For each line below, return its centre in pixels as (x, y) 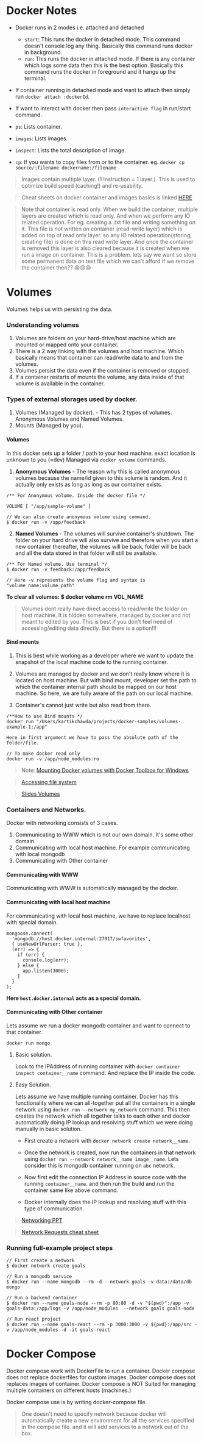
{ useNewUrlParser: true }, (47, 944)
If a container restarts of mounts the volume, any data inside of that (100, 377)
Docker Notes (42, 11)
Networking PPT (42, 1220)
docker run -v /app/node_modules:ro (53, 759)
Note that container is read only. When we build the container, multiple (109, 209)
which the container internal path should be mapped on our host (96, 687)
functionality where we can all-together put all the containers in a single (105, 1103)
